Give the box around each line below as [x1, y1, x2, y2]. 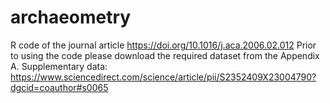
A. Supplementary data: [10, 60, 108, 72]
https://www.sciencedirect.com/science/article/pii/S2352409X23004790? [10, 71, 317, 83]
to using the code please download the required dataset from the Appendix [10, 49, 320, 61]
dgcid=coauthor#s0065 [10, 81, 109, 93]
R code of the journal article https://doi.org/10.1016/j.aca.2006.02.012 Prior [10, 39, 317, 51]
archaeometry [10, 6, 132, 29]
